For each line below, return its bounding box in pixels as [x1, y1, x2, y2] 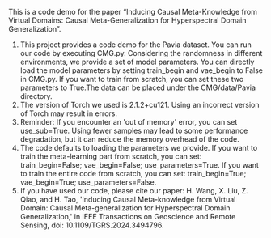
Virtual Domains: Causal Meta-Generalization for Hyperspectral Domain [8, 15, 247, 25]
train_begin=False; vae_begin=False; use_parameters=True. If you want [19, 160, 259, 169]
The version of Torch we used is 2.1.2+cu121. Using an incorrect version [19, 100, 260, 109]
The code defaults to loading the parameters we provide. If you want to [19, 143, 258, 152]
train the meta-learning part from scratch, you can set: [19, 151, 202, 161]
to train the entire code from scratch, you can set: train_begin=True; [19, 169, 247, 178]
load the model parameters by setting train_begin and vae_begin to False [19, 66, 263, 75]
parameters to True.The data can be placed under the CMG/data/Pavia [19, 83, 256, 92]
